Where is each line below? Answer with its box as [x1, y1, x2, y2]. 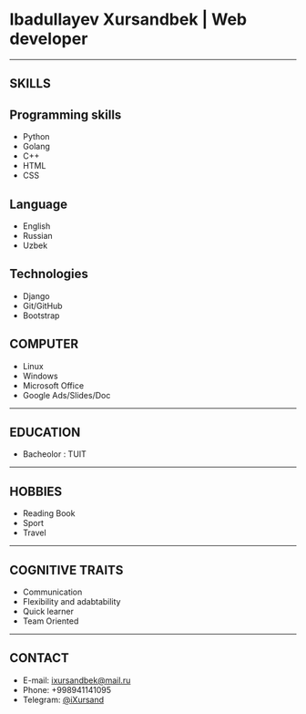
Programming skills [9, 107, 122, 122]
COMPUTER [9, 336, 79, 352]
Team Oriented [22, 616, 79, 626]
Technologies [9, 266, 89, 282]
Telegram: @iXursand [22, 694, 105, 705]
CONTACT [9, 650, 70, 666]
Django [22, 290, 50, 301]
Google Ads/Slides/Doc [22, 389, 111, 400]
